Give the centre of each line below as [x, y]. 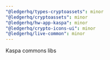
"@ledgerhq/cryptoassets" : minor [47, 17]
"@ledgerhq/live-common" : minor [45, 34]
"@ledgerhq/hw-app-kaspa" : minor [47, 23]
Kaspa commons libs [31, 50]
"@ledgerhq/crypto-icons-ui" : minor [51, 28]
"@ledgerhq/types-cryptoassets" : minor [55, 12]
